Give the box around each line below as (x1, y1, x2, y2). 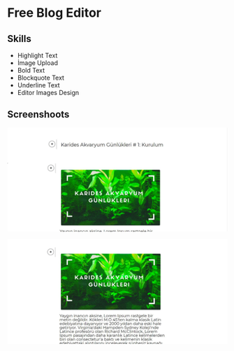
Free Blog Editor (7, 5, 102, 21)
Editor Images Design (17, 89, 80, 96)
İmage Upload (17, 59, 58, 67)
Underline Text (17, 81, 61, 89)
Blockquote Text (17, 73, 65, 82)
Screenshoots (7, 108, 70, 120)
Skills (7, 33, 31, 45)
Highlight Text (17, 51, 58, 59)
